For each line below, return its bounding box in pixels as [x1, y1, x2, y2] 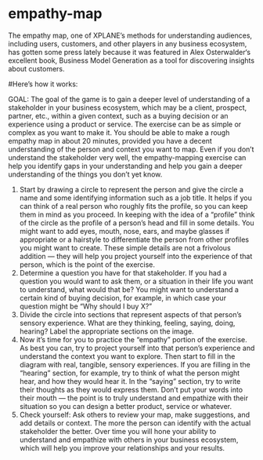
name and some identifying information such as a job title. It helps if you [19, 193, 252, 203]
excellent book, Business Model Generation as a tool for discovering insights [8, 56, 255, 65]
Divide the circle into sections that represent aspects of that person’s [19, 309, 242, 319]
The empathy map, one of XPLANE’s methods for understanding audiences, [8, 31, 253, 40]
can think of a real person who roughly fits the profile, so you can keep [19, 201, 248, 210]
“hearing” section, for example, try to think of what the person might [19, 368, 240, 378]
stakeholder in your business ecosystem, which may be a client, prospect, [8, 103, 247, 112]
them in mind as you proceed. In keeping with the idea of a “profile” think [19, 210, 255, 219]
